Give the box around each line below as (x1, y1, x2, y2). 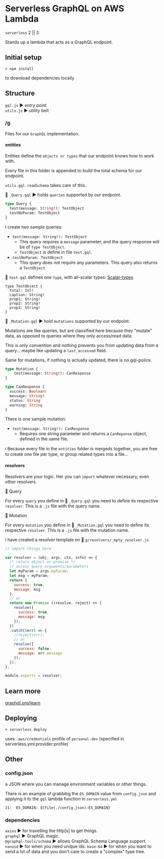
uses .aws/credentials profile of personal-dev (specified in (5, 735, 124, 741)
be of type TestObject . (19, 244, 66, 250)
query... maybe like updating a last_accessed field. (5, 347, 107, 353)
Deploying (5, 714, 37, 723)
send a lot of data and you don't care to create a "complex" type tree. (5, 848, 145, 854)
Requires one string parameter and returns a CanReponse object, (19, 431, 147, 437)
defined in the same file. (19, 436, 69, 442)
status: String (9, 398, 41, 403)
